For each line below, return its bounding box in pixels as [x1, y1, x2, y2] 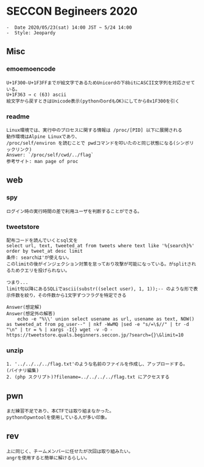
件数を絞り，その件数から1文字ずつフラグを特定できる [10, 292, 127, 299]
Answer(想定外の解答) [6, 310, 56, 317]
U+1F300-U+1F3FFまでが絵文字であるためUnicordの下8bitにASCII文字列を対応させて [6, 79, 195, 86]
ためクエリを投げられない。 [10, 267, 70, 273]
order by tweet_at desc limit [6, 248, 83, 254]
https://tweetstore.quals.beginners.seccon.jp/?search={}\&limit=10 [6, 331, 184, 338]
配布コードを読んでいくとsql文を [6, 237, 78, 244]
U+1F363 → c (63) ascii [6, 92, 67, 98]
